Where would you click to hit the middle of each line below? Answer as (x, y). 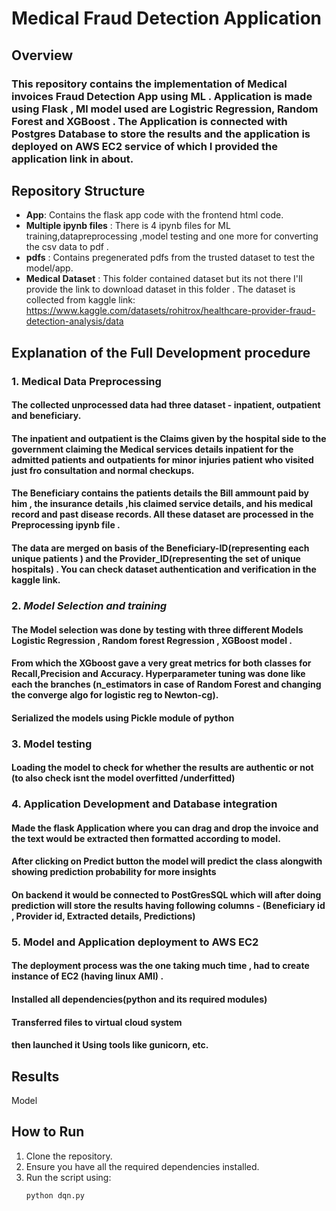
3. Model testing (52, 744)
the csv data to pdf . (67, 247)
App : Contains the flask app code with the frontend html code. (154, 215)
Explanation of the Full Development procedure (161, 352)
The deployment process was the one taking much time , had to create (160, 966)
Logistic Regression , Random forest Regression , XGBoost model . (152, 640)
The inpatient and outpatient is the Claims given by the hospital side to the (169, 438)
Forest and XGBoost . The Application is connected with (149, 121)
